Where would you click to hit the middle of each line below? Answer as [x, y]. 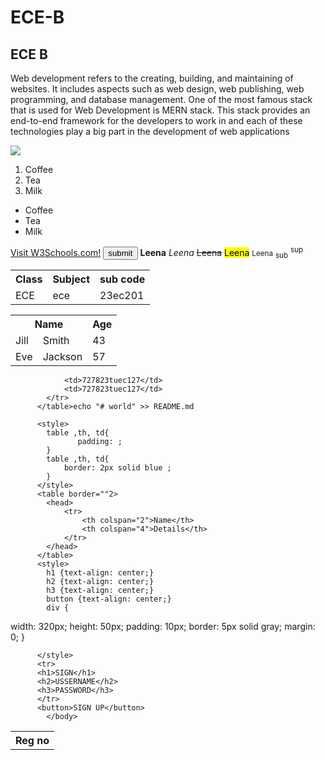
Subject [71, 279]
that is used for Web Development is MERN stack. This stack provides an [160, 110]
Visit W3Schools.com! [56, 252]
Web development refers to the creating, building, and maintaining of [152, 78]
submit [120, 252]
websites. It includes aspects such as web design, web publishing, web [157, 89]
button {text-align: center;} [109, 599]
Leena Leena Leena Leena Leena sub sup [221, 253]
